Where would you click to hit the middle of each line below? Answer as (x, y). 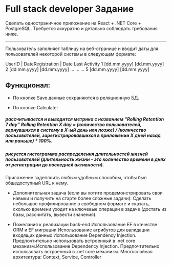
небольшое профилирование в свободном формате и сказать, (81, 204)
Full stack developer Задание (70, 9)
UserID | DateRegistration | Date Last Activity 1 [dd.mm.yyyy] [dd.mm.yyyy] (85, 64)
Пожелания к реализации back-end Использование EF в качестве (85, 225)
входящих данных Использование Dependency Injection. (74, 235)
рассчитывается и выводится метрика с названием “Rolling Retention (85, 119)
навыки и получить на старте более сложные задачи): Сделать (82, 198)
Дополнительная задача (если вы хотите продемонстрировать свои (88, 193)
